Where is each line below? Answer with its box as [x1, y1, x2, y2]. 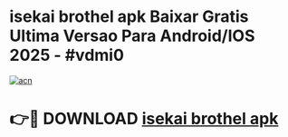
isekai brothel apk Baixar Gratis [9, 6, 249, 27]
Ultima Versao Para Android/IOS [9, 25, 255, 46]
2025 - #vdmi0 [9, 45, 125, 65]
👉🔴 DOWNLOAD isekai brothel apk [9, 109, 279, 129]
